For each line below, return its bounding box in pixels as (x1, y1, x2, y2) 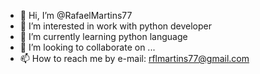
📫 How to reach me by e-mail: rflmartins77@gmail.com (19, 53, 250, 64)
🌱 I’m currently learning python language (19, 31, 188, 42)
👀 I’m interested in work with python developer (19, 20, 213, 32)
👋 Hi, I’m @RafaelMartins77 (19, 10, 133, 21)
